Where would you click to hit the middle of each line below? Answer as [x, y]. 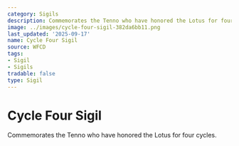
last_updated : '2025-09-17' [49, 34]
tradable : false [31, 73]
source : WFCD [27, 47]
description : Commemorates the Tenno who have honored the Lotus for [113, 21]
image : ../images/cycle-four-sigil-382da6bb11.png [84, 27]
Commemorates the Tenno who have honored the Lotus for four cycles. [112, 135]
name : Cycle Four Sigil [43, 41]
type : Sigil [25, 80]
